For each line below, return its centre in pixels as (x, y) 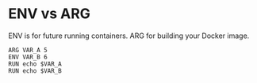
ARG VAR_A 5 (28, 50)
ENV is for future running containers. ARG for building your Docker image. (129, 36)
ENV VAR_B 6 (28, 57)
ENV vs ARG (50, 14)
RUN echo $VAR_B (35, 71)
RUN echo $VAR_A (35, 64)
